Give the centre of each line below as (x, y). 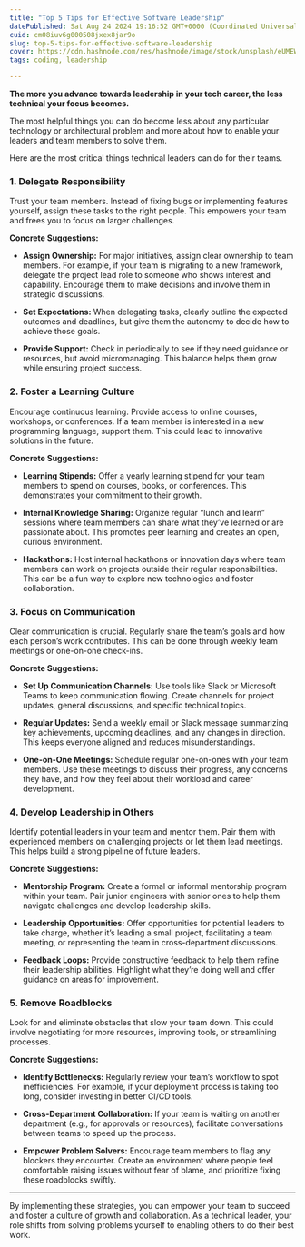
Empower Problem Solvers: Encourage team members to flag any (146, 1151)
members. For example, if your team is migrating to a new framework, (152, 265)
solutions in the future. (51, 440)
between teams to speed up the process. (99, 1133)
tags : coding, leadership (58, 60)
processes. (30, 1042)
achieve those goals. (61, 332)
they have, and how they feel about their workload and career (138, 778)
